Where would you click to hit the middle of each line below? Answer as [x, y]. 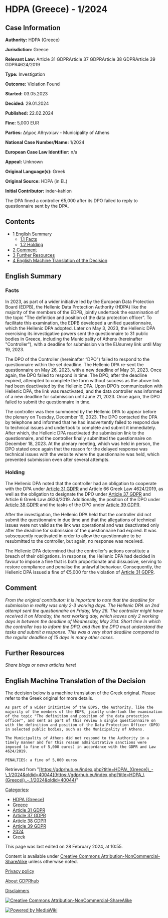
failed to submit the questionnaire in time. [48, 402]
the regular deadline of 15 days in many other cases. [60, 637]
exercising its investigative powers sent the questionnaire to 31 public [77, 333]
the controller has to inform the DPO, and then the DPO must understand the [84, 627]
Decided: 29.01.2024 [27, 103]
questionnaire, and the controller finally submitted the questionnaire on [78, 438]
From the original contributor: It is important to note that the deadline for [80, 600]
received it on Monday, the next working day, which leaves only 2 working [82, 616]
